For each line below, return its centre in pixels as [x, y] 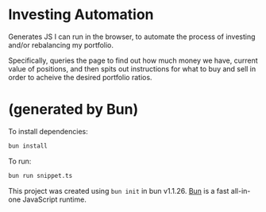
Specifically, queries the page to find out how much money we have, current [133, 60]
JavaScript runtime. [55, 199]
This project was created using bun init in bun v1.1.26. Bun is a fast [119, 191]
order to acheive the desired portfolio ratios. [80, 77]
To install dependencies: [48, 131]
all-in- [241, 191]
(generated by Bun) [73, 110]
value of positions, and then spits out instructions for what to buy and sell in [132, 68]
